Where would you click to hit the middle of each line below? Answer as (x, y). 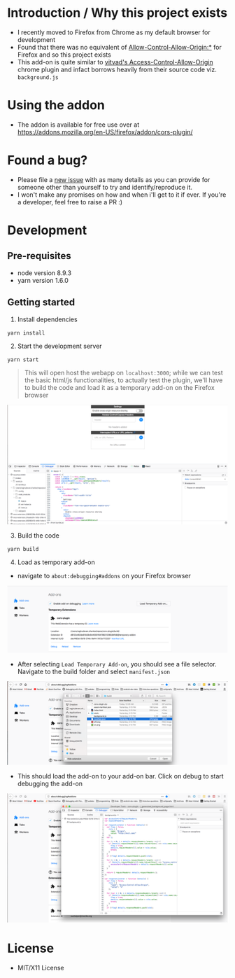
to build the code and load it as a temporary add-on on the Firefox (119, 387)
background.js (38, 77)
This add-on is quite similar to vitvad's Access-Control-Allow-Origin (115, 62)
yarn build (23, 550)
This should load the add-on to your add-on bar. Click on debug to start (120, 776)
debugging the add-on (50, 783)
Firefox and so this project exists (64, 55)
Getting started (41, 302)
